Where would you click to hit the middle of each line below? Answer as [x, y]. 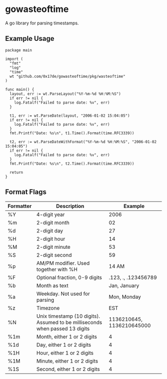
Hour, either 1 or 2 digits [65, 353]
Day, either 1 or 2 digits [64, 345]
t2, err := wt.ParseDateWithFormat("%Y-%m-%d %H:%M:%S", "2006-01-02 [83, 142]
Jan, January [124, 285]
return [16, 172]
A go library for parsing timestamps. [42, 23]
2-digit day [50, 230]
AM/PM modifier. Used [63, 263]
